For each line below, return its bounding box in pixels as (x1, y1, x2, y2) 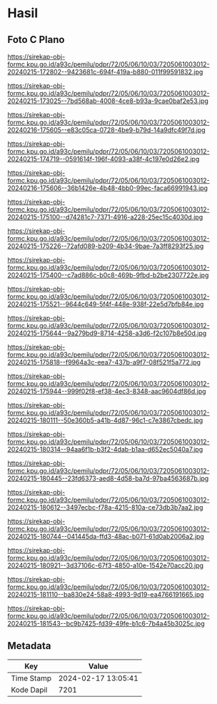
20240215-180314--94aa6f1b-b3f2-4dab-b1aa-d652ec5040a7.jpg (7, 445, 203, 453)
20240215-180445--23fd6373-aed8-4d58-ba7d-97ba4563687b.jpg (7, 474, 209, 482)
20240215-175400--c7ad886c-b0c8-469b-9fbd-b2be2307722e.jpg (7, 271, 209, 279)
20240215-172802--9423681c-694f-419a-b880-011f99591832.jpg (7, 68, 203, 76)
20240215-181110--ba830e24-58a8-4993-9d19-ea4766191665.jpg (7, 590, 205, 598)
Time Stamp (11, 673, 52, 683)
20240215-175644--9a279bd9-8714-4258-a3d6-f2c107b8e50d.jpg (7, 329, 207, 337)
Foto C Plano (7, 34, 65, 46)
